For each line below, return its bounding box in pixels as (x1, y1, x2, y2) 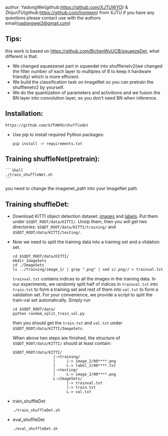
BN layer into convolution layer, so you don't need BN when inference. (12, 95, 157, 101)
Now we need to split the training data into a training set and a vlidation (12, 239, 159, 245)
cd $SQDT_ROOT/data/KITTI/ (12, 254, 69, 259)
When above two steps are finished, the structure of (12, 335, 120, 341)
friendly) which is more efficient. (12, 74, 80, 80)
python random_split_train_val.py (12, 311, 85, 316)
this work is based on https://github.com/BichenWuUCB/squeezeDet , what (5, 48, 159, 54)
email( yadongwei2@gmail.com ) (5, 20, 71, 26)
